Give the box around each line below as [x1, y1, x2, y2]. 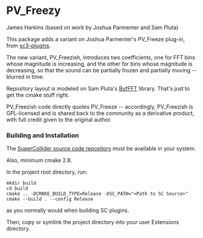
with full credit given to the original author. [6, 116, 112, 123]
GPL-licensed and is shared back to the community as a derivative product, [6, 109, 195, 117]
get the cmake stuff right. [6, 91, 70, 98]
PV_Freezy [6, 4, 61, 18]
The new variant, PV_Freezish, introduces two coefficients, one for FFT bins [6, 53, 196, 61]
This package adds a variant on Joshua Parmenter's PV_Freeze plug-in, [6, 35, 185, 42]
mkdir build [6, 180, 36, 186]
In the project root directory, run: [6, 168, 88, 176]
